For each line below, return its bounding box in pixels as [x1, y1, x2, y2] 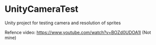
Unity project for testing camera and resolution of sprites [4, 20, 121, 26]
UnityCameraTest [4, 3, 78, 15]
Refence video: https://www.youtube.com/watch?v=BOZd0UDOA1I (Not [4, 29, 151, 35]
